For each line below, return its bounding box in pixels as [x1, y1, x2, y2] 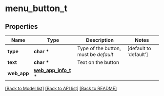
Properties [5, 22, 38, 31]
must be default [77, 51, 114, 58]
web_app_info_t [34, 67, 71, 74]
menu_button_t [5, 3, 67, 14]
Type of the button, [77, 45, 121, 52]
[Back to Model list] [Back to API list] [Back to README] [5, 86, 117, 91]
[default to [127, 45, 151, 52]
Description [86, 37, 114, 43]
